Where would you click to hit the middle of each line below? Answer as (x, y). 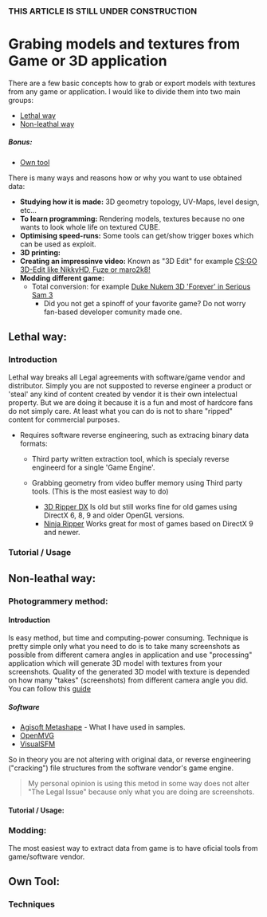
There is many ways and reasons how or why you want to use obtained (125, 178)
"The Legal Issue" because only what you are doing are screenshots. (141, 792)
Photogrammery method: (58, 601)
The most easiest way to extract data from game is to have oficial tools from (133, 848)
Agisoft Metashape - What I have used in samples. (102, 726)
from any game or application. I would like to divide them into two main (124, 91)
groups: (21, 100)
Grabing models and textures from (124, 44)
